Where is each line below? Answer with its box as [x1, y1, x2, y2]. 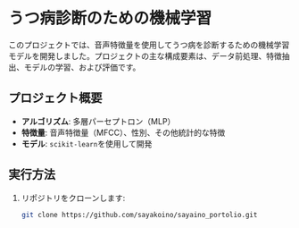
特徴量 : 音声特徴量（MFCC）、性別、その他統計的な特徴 [21, 127, 226, 138]
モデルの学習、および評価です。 [23, 62, 141, 72]
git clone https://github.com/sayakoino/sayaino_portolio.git [21, 210, 258, 219]
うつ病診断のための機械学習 [8, 8, 212, 29]
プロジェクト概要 [8, 90, 103, 106]
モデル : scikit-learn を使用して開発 [21, 138, 153, 148]
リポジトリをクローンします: [21, 192, 126, 203]
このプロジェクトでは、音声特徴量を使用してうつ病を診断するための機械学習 [8, 39, 290, 50]
